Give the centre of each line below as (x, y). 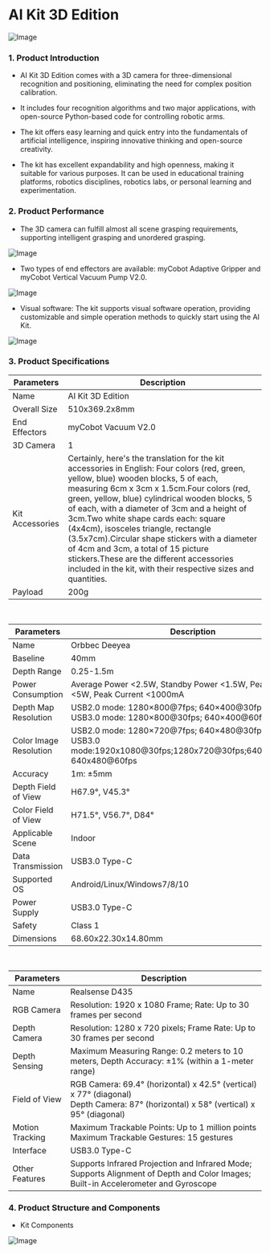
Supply (26, 912)
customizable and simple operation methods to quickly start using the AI (139, 317)
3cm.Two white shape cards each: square (147, 518)
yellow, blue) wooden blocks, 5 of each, (143, 478)
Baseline (29, 658)
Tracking (29, 1137)
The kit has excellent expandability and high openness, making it (127, 165)
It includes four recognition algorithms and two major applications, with (137, 108)
